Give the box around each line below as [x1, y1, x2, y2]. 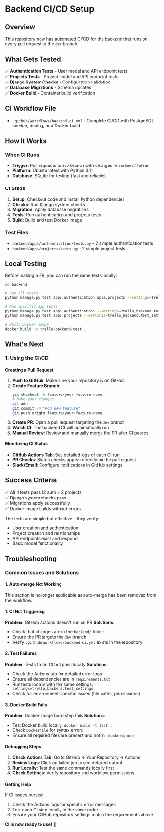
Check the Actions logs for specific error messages [12, 802, 116, 808]
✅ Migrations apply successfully [5, 500, 70, 506]
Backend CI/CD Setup [5, 3, 95, 15]
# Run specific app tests [5, 304, 58, 309]
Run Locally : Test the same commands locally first [12, 765, 114, 770]
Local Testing [5, 260, 47, 268]
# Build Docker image [5, 322, 49, 327]
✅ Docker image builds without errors [5, 505, 81, 511]
